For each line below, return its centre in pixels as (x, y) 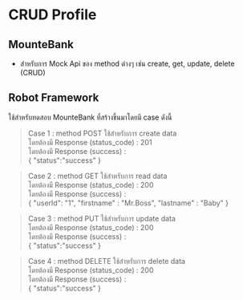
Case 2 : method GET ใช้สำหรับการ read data (97, 176)
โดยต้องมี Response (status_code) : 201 (90, 142)
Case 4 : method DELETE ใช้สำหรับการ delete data (107, 261)
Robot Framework (54, 98)
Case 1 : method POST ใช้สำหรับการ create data (102, 133)
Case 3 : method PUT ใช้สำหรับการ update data (102, 218)
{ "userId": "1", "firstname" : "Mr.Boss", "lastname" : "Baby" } (128, 203)
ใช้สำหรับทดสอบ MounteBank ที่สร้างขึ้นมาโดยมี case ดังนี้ (90, 117)
